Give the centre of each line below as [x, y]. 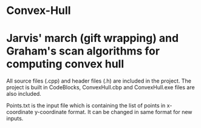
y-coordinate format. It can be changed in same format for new [113, 112]
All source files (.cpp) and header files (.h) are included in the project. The [99, 81]
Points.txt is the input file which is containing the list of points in [86, 106]
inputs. [15, 118]
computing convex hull [65, 64]
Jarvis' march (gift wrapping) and [93, 39]
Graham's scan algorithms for [83, 51]
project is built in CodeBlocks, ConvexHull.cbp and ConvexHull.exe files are [101, 87]
